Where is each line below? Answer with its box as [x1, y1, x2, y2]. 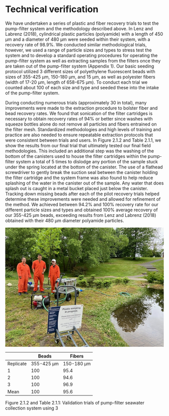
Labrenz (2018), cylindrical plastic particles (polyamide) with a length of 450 [5, 31, 163, 37]
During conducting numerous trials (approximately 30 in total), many [5, 99, 147, 105]
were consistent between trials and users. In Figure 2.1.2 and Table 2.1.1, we [5, 137, 161, 143]
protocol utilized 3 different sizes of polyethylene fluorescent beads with [5, 68, 156, 74]
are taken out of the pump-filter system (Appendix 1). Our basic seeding [5, 63, 154, 69]
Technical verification [5, 4, 99, 15]
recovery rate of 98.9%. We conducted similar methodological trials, [5, 41, 147, 47]
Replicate [7, 361, 27, 367]
